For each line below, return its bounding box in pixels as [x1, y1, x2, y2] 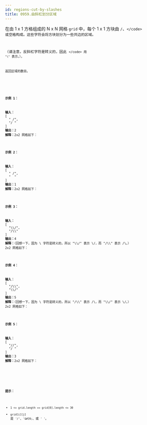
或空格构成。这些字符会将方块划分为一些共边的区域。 [5, 32, 96, 37]
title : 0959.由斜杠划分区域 [5, 12, 57, 17]
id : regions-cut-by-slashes [5, 7, 62, 12]
